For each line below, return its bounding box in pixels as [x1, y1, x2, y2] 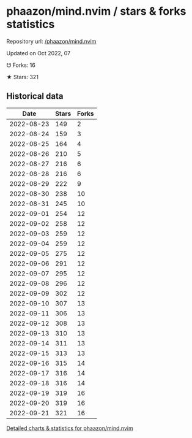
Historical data [6, 91, 64, 102]
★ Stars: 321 [6, 73, 39, 80]
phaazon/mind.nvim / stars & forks [6, 4, 186, 18]
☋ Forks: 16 [6, 61, 35, 69]
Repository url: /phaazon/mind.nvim [6, 37, 97, 45]
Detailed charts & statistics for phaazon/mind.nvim [6, 425, 133, 432]
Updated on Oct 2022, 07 [6, 49, 71, 56]
